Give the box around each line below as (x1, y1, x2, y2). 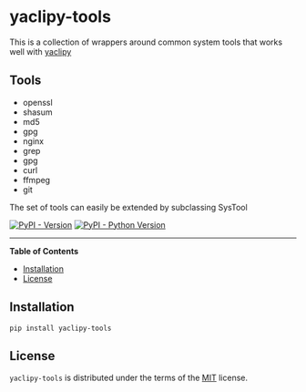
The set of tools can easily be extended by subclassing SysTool (9, 201, 248, 212)
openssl (22, 97, 53, 108)
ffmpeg (22, 174, 51, 185)
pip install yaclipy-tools (9, 324, 112, 333)
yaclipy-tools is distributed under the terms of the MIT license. (9, 372, 249, 384)
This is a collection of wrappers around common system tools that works (9, 36, 283, 47)
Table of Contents (9, 245, 79, 256)
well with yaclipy (9, 46, 72, 57)
